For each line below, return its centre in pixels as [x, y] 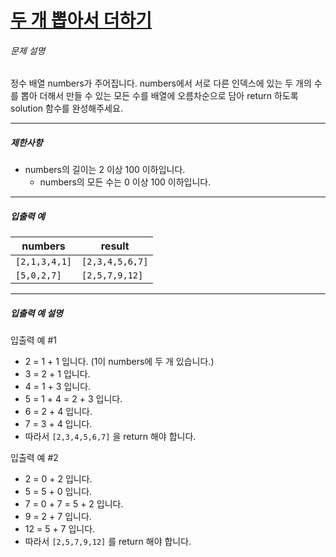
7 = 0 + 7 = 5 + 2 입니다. [74, 504]
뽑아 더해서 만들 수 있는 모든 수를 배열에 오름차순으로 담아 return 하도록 [159, 96]
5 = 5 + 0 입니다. [58, 492]
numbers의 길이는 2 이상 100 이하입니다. [105, 170]
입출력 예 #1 [33, 340]
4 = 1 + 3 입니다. [58, 387]
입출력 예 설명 [36, 313]
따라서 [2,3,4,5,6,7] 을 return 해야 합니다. [110, 437]
